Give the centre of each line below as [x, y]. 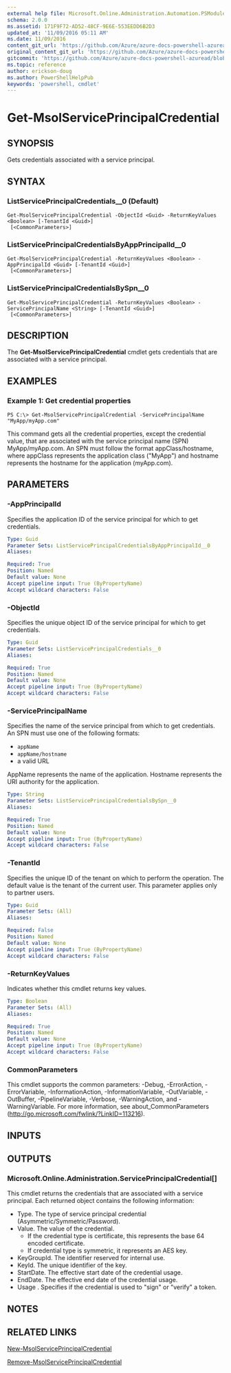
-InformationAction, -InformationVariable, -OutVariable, [126, 1092]
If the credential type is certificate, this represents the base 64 [116, 1236]
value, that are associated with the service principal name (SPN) [98, 441]
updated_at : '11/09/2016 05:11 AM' [58, 33]
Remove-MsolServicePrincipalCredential [65, 1362]
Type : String [26, 795]
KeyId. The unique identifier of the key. [72, 1265]
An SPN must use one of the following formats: [74, 733]
